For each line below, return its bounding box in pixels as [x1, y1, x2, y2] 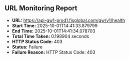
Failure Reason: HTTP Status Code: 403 [11, 49, 95, 55]
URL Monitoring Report [4, 4, 78, 12]
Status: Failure [11, 43, 43, 49]
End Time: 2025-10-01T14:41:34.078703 [11, 27, 95, 34]
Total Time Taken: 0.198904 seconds [11, 33, 89, 39]
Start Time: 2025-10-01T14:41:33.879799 [11, 22, 98, 28]
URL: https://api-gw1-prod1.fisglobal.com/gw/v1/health [11, 17, 125, 23]
